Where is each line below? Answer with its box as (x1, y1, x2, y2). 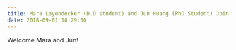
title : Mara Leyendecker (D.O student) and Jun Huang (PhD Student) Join (7, 10, 230, 17)
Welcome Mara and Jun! (7, 35, 79, 44)
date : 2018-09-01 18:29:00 (7, 17, 87, 24)
